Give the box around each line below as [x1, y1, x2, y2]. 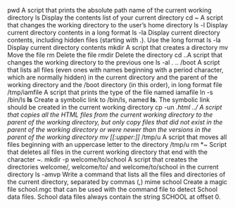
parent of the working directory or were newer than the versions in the [7, 126, 212, 134]
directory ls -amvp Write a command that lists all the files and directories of [7, 170, 226, 178]
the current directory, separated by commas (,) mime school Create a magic [7, 178, 227, 186]
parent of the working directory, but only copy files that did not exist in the [7, 118, 223, 126]
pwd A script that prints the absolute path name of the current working [7, 6, 212, 14]
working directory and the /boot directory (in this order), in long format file [7, 81, 223, 89]
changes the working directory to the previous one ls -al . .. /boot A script [7, 58, 220, 66]
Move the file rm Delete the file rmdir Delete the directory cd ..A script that [7, 51, 223, 59]
